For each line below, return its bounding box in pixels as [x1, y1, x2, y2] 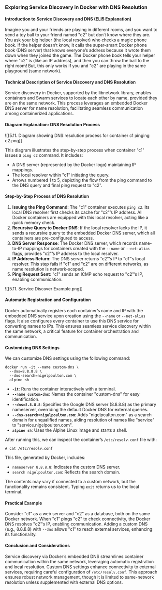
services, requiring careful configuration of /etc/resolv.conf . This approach [5, 569, 158, 574]
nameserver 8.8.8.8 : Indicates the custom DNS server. [12, 464, 121, 470]
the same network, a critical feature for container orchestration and [5, 328, 139, 334]
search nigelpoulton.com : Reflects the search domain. [12, 469, 120, 475]
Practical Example [5, 500, 42, 506]
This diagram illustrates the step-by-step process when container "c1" [5, 147, 145, 153]
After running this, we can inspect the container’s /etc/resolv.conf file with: [5, 437, 157, 443]
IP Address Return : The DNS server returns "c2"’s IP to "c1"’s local [12, 255, 145, 261]
